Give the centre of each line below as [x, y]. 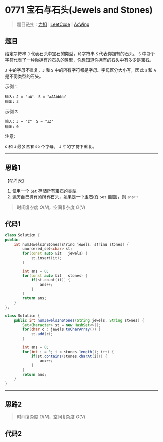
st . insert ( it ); [46, 258]
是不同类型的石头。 [24, 76]
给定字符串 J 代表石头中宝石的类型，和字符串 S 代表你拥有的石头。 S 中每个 [80, 53]
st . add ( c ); [42, 334]
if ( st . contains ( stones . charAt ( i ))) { [69, 356]
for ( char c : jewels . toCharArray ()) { [62, 329]
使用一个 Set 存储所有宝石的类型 [44, 191]
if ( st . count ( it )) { [50, 280]
